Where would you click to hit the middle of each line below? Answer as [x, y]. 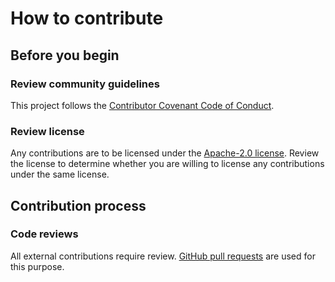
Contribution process [78, 205]
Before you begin [65, 55]
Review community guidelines [85, 84]
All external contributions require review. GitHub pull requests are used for [163, 256]
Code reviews [44, 234]
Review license [47, 131]
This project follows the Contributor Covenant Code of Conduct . [142, 105]
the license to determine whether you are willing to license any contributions [167, 164]
